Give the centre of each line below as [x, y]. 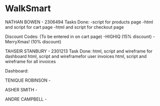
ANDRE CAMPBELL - [26, 99]
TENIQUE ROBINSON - [28, 80]
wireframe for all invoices [30, 61]
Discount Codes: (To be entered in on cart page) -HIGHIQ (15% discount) [79, 36]
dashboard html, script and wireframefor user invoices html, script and [76, 56]
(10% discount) [46, 41]
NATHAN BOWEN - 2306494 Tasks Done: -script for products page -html [79, 22]
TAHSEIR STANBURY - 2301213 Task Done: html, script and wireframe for [79, 51]
